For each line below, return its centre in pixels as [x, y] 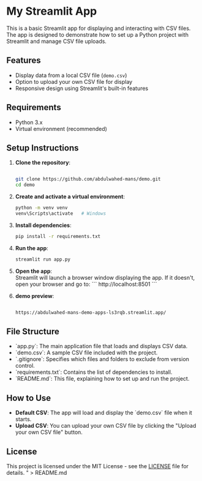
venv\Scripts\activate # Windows [61, 214]
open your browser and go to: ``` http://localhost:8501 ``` [86, 284]
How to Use [29, 398]
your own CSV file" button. [49, 432]
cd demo [25, 185]
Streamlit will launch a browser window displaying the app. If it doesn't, [105, 277]
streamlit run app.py [43, 259]
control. [25, 366]
